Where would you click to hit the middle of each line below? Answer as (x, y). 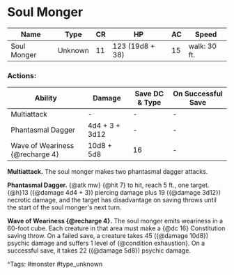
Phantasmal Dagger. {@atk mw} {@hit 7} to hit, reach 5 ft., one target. (108, 185)
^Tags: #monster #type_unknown (55, 264)
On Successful (198, 94)
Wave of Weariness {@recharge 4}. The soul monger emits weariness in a (115, 221)
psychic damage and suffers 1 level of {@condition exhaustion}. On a (106, 243)
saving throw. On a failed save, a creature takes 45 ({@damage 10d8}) (108, 236)
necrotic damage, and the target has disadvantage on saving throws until (112, 200)
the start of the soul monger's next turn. (64, 207)
